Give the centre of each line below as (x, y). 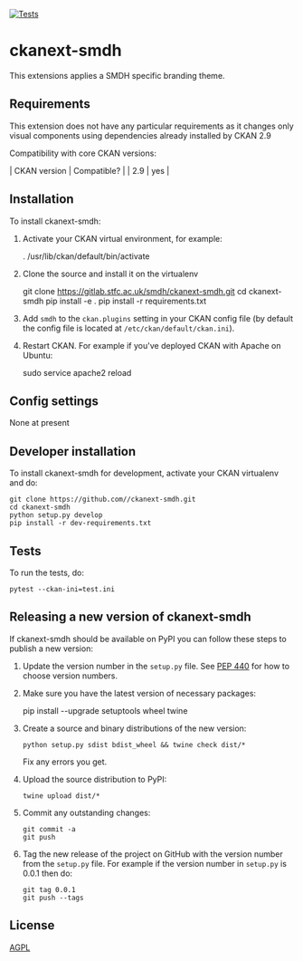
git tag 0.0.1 (49, 889)
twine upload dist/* (61, 796)
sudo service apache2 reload (77, 372)
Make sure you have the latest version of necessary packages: (139, 693)
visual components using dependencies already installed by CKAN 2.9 (140, 135)
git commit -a (49, 829)
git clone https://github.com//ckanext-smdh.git (103, 500)
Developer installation (73, 452)
